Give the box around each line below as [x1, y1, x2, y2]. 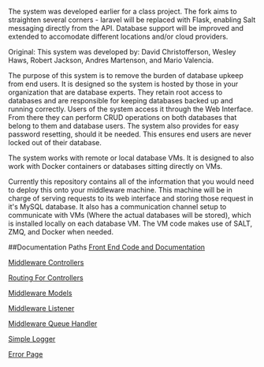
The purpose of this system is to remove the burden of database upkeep [8, 71, 244, 80]
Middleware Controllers [8, 258, 84, 267]
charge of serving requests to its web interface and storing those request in [8, 193, 254, 203]
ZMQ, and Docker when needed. [8, 227, 114, 236]
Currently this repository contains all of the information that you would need [8, 177, 255, 186]
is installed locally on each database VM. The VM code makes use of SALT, [8, 219, 253, 228]
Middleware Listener [8, 304, 75, 313]
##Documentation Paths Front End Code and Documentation [8, 242, 206, 252]
